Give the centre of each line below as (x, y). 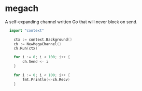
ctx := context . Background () (43, 39)
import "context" (27, 30)
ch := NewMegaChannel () (38, 44)
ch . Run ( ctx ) (26, 49)
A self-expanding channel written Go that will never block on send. (71, 22)
